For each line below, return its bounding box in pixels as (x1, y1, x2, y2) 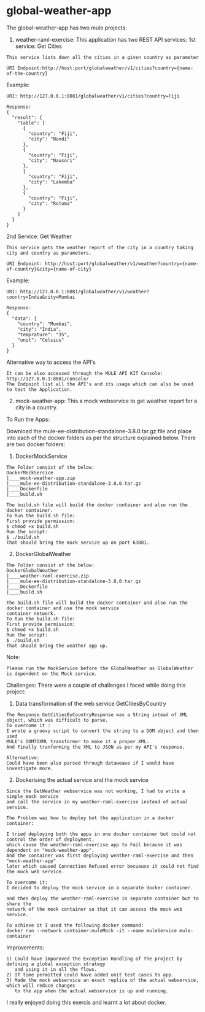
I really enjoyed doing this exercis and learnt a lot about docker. (6, 998, 167, 1006)
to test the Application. (6, 386, 72, 393)
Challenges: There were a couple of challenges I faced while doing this (6, 681, 186, 689)
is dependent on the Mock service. (6, 670, 98, 677)
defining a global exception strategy (6, 961, 106, 967)
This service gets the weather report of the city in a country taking (6, 244, 193, 250)
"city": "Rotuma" (28, 200, 72, 206)
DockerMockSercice (6, 469, 53, 476)
